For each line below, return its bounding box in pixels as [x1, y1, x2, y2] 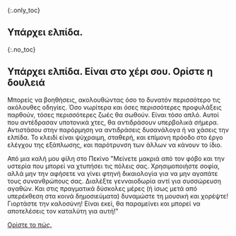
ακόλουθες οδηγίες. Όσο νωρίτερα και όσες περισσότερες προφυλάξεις [7, 102, 223, 112]
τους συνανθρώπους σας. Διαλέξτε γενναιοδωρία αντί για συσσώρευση [7, 177, 221, 185]
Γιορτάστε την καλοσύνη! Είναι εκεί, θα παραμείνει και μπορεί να [7, 199, 201, 208]
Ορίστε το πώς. [7, 220, 52, 229]
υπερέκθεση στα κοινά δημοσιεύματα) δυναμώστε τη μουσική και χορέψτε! [7, 191, 228, 200]
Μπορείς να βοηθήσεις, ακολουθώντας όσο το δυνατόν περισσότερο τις [7, 95, 221, 104]
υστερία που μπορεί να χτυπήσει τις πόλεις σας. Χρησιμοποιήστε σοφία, [7, 162, 220, 170]
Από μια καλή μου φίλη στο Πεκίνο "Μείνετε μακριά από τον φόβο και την [7, 154, 225, 163]
